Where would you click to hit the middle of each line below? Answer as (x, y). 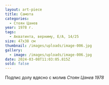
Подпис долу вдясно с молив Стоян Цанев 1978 (54, 78)
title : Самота (19, 14)
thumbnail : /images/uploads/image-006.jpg (48, 46)
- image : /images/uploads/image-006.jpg (51, 55)
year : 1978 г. (19, 28)
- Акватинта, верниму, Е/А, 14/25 (44, 37)
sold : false (17, 64)
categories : (17, 18)
